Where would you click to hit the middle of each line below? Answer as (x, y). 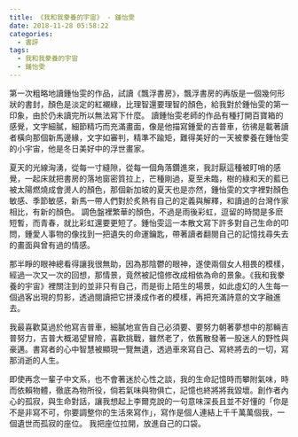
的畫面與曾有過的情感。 (52, 245)
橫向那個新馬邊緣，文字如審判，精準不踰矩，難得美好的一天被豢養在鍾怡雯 (153, 137)
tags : (19, 51)
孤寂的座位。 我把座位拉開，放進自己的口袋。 (122, 423)
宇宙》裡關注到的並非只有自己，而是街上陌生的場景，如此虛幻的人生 (149, 285)
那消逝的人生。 (36, 360)
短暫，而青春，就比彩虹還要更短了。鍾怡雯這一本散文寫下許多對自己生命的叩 (149, 222)
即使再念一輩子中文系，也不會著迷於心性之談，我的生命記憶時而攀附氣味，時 (149, 378)
